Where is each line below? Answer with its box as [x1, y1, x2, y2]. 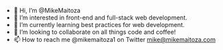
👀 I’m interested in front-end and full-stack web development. [13, 14, 187, 22]
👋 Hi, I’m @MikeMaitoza [13, 7, 81, 14]
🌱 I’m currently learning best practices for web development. [13, 21, 185, 28]
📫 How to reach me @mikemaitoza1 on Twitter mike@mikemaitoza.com [13, 36, 216, 43]
